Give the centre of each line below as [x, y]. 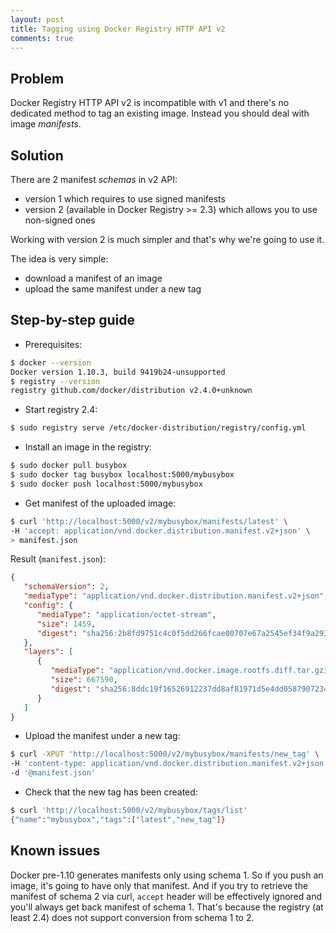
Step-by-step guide [73, 320]
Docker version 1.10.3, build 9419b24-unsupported [118, 372]
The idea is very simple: [59, 259]
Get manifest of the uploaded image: [100, 503]
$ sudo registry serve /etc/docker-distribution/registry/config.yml [158, 428]
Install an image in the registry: [88, 447]
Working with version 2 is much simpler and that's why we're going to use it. [167, 239]
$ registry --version [55, 381]
